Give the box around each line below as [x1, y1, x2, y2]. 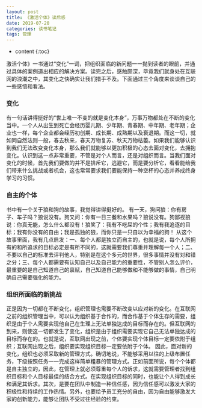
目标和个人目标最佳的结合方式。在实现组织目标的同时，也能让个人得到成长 [11, 373, 196, 380]
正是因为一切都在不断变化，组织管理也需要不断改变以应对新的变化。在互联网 [6, 305, 196, 312]
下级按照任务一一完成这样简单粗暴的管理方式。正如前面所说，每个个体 [16, 358, 191, 365]
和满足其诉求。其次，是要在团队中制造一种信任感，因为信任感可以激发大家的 [6, 380, 196, 388]
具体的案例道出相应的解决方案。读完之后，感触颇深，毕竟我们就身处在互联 [11, 67, 196, 75]
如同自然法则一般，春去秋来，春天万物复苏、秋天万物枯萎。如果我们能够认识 [6, 137, 196, 144]
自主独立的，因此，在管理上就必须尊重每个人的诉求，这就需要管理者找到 [11, 365, 191, 372]
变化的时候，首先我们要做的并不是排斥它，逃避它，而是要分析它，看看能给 [6, 159, 191, 166]
